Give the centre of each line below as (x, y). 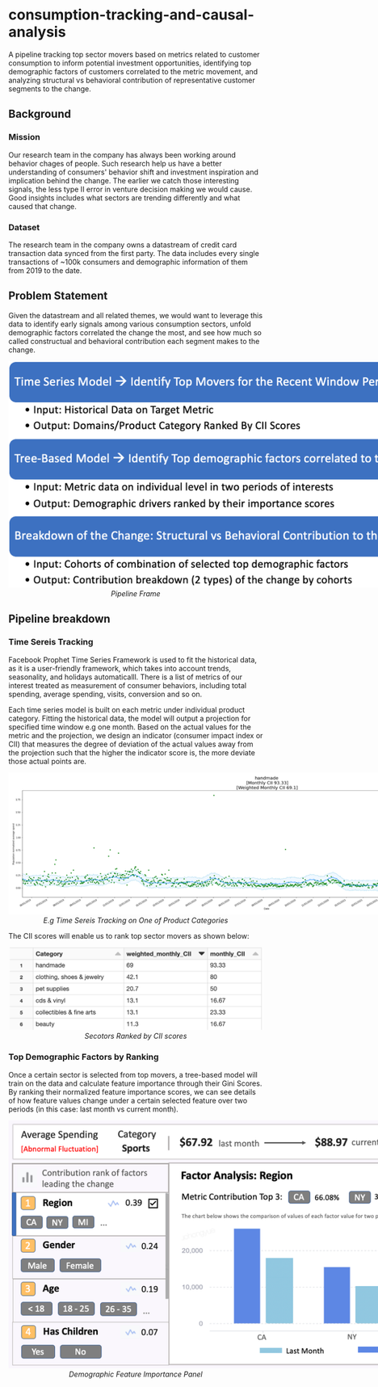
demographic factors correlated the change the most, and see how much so (135, 332)
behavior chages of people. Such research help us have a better (115, 163)
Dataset (24, 227)
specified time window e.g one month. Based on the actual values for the (130, 727)
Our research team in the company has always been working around (122, 154)
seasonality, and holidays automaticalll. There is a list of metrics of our (125, 677)
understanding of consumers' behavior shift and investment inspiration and (133, 172)
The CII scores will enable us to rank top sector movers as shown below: (129, 935)
